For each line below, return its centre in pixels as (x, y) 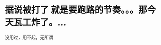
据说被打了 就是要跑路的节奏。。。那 (76, 10)
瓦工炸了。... (40, 23)
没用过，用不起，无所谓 (29, 37)
